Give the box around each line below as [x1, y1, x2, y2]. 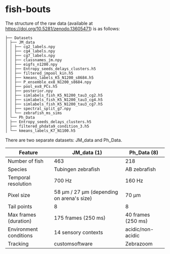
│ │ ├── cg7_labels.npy [5, 53, 56, 58]
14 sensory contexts [54, 229, 103, 236]
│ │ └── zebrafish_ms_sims [5, 110, 62, 116]
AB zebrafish [125, 166, 156, 173]
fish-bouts [5, 4, 51, 15]
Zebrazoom [125, 240, 153, 247]
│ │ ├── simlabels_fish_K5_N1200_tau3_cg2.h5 [5, 92, 103, 98]
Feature [19, 149, 38, 156]
